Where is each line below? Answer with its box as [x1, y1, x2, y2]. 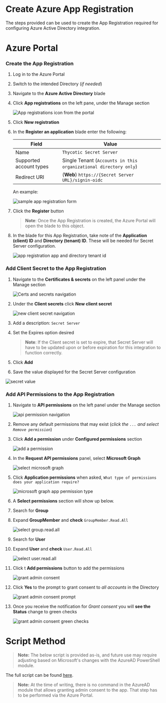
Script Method [5, 636, 66, 647]
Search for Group [12, 507, 49, 513]
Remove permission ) [12, 427, 52, 433]
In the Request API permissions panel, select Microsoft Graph [12, 455, 141, 461]
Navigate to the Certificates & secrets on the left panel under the [12, 276, 146, 282]
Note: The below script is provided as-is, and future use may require [17, 652, 157, 658]
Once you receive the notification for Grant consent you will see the [12, 603, 151, 609]
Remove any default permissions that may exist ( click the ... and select [12, 421, 159, 427]
